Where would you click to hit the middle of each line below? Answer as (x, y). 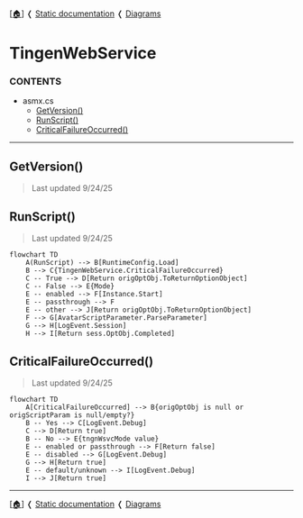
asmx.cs (38, 101)
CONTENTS (36, 82)
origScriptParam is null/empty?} (72, 415)
